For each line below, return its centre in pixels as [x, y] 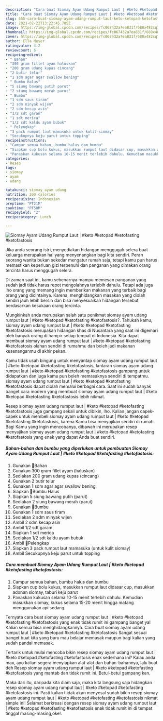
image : [12, 28]
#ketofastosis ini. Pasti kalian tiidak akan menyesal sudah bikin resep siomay [82, 692]
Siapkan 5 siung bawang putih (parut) [50, 497]
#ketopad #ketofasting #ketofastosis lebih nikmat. [55, 397]
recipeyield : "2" [23, 213]
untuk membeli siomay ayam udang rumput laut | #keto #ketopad [84, 416]
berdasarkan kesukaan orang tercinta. [43, 306]
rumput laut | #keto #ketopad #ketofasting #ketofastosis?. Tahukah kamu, [79, 320]
